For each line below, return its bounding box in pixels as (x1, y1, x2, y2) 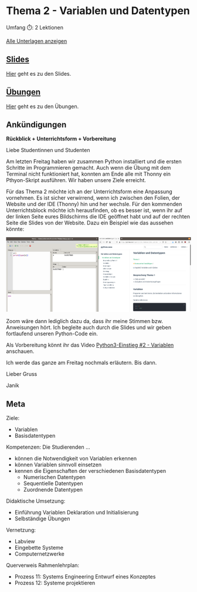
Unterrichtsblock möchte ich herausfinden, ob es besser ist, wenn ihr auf (6, 207, 183, 214)
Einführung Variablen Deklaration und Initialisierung (14, 509, 139, 516)
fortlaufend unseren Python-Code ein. (6, 330, 98, 337)
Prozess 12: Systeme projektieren (14, 580, 96, 587)
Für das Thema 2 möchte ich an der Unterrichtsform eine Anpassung (6, 188, 173, 195)
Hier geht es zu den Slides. (6, 70, 72, 77)
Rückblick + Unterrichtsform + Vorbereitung (6, 135, 116, 142)
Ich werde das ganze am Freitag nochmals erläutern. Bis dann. (6, 359, 157, 366)
